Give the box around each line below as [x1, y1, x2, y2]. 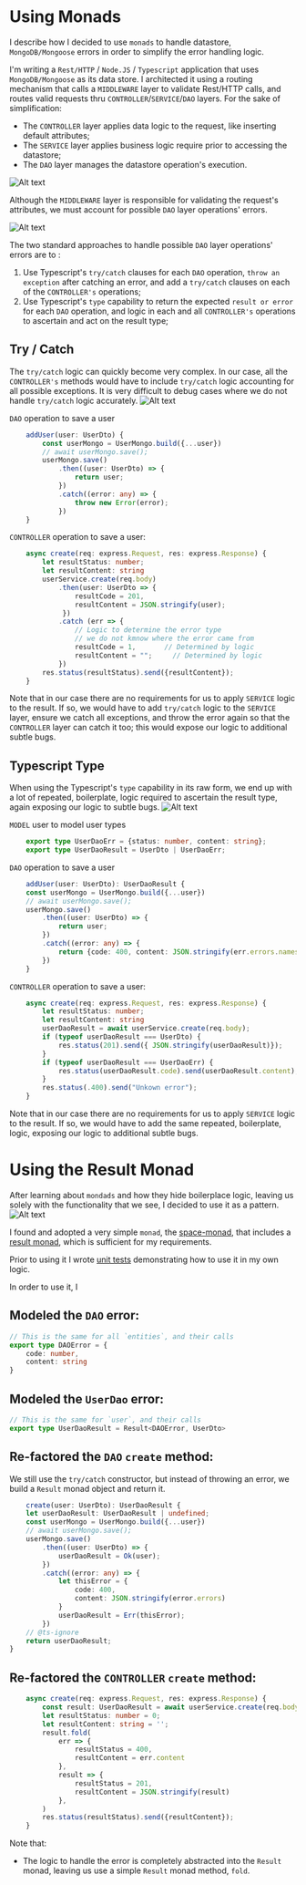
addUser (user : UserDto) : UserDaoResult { [25, 879, 185, 888]
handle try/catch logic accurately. [9, 395, 138, 406]
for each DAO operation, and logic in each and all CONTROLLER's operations [22, 306, 296, 316]
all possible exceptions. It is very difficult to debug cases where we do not [9, 385, 288, 396]
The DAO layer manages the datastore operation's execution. [22, 159, 248, 170]
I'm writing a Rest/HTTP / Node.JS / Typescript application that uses [9, 64, 260, 75]
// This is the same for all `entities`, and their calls [9, 1331, 234, 1341]
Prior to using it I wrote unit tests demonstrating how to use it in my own [9, 1254, 280, 1265]
